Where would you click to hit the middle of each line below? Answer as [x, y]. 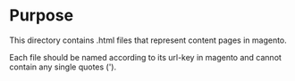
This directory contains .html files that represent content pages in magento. [148, 40]
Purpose [42, 16]
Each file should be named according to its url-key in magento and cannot [145, 57]
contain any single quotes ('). [63, 67]
